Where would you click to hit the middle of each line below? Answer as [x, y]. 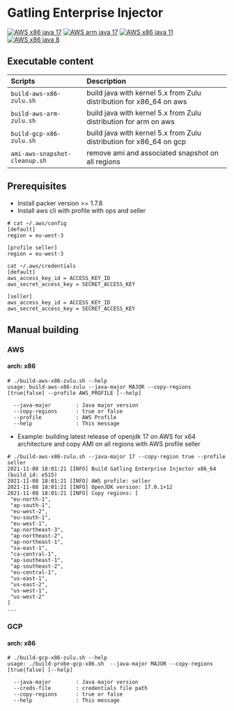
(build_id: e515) [32, 475]
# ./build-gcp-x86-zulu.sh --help [57, 658]
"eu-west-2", [29, 512]
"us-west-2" [28, 597]
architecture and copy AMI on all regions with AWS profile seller [109, 444]
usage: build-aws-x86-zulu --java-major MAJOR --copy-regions [99, 387]
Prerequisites [37, 186]
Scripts [23, 81]
